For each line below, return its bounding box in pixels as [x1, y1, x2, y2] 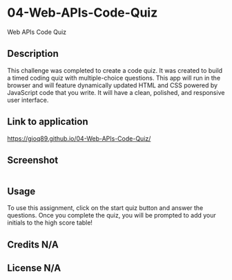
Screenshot [7, 154, 59, 166]
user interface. [7, 96, 49, 104]
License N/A [7, 262, 61, 274]
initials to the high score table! [7, 218, 93, 227]
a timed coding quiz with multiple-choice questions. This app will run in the [7, 73, 221, 82]
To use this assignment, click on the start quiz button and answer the [7, 204, 204, 212]
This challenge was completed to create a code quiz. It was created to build [7, 66, 223, 74]
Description [7, 48, 59, 60]
